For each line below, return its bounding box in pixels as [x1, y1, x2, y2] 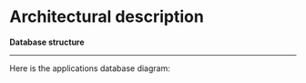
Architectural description [9, 6, 205, 27]
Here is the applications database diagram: [9, 62, 170, 74]
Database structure [9, 36, 85, 47]
